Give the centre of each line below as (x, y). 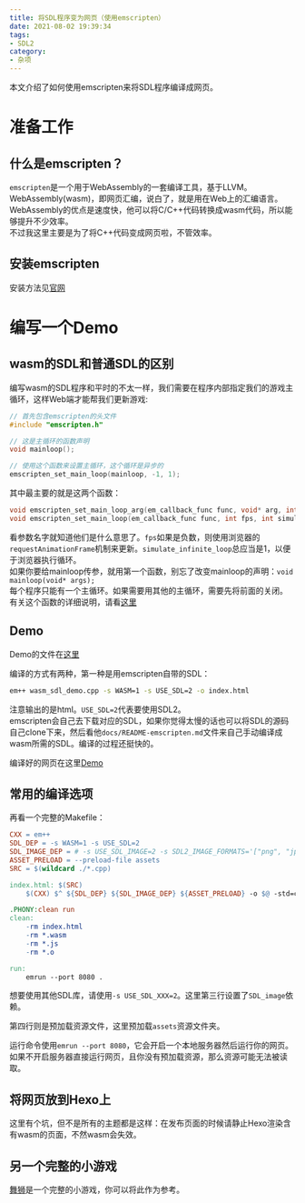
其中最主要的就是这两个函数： (65, 493)
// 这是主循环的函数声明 (49, 441)
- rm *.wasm (46, 936)
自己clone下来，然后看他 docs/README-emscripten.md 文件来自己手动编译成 (146, 732)
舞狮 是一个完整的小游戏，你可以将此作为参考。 (97, 1190)
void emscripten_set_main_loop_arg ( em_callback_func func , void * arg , (146, 510)
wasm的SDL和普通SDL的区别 (92, 364)
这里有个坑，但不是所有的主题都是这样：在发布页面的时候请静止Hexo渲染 (146, 1123)
